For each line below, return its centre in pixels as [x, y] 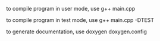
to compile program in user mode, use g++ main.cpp [71, 9]
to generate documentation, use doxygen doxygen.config [77, 31]
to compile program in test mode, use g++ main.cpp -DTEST [80, 20]
